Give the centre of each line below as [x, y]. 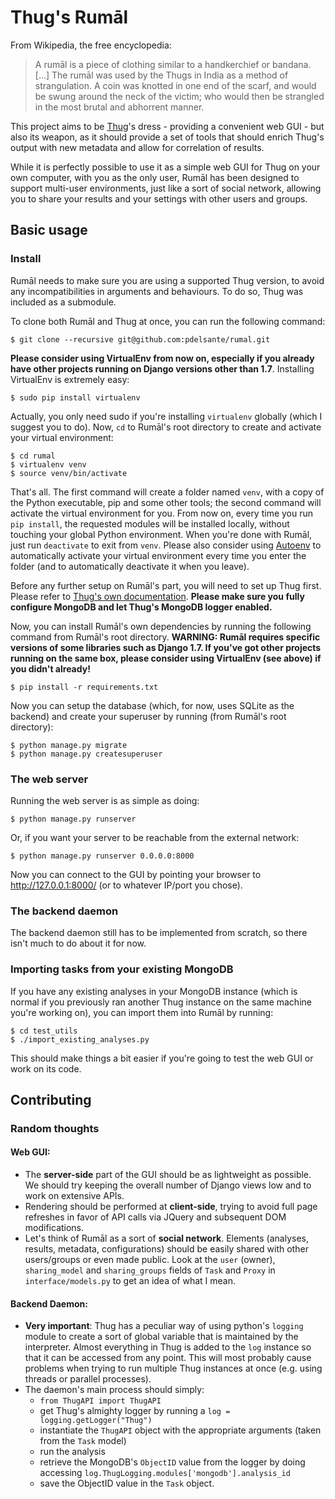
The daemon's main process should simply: [114, 1390]
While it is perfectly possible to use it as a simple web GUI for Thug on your [165, 167]
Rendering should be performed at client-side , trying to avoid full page [171, 1207]
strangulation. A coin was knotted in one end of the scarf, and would [175, 85]
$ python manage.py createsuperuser [86, 754]
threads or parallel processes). [88, 1379]
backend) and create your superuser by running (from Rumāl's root [148, 716]
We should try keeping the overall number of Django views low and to [168, 1185]
